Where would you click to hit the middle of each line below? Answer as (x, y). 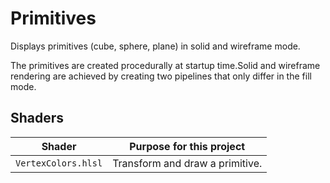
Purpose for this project (187, 146)
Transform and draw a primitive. (187, 163)
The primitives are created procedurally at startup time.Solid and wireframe (165, 65)
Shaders (37, 118)
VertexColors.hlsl (59, 163)
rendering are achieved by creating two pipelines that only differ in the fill (161, 76)
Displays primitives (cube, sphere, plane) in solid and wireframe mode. (155, 46)
